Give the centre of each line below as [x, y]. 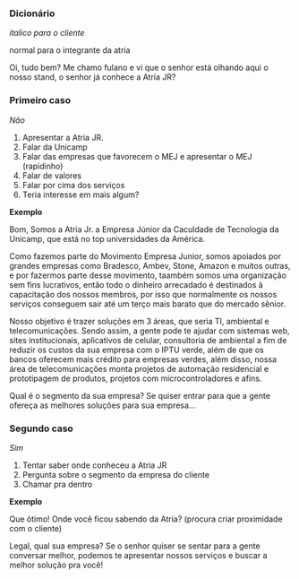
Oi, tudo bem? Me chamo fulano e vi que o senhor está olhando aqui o [139, 68]
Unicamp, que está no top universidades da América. [107, 238]
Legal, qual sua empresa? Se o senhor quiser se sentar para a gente [135, 546]
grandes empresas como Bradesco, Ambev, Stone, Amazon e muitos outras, [150, 265]
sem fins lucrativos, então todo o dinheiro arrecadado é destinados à [137, 284]
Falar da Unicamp [55, 147]
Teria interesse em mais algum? [81, 194]
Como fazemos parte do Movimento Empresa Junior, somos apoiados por [145, 256]
